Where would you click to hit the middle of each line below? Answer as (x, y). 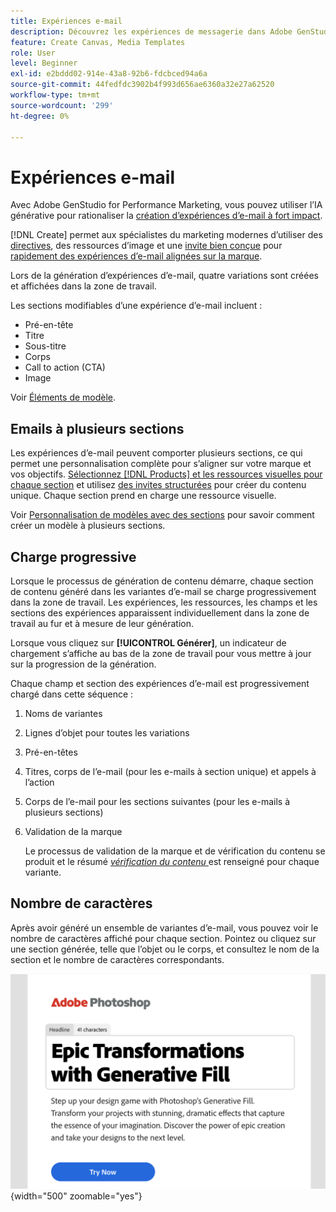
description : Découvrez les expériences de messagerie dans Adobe (151, 31)
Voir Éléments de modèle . (63, 397)
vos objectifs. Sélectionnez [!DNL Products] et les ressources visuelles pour (166, 474)
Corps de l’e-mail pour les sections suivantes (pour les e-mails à (157, 801)
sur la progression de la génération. (83, 664)
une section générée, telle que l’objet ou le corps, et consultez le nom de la (165, 949)
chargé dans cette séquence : (72, 694)
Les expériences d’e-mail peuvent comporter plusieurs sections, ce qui (156, 453)
